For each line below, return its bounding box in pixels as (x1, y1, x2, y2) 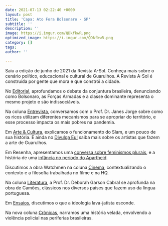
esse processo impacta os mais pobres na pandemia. (5, 119, 115, 125)
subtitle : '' (5, 21, 33, 27)
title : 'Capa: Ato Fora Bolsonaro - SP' (5, 17, 91, 22)
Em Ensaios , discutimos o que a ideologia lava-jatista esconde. (5, 199, 135, 206)
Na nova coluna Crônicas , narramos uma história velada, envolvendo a (5, 209, 151, 215)
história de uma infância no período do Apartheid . (5, 154, 108, 161)
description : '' (5, 26, 39, 31)
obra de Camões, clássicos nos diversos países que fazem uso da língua (5, 184, 155, 191)
